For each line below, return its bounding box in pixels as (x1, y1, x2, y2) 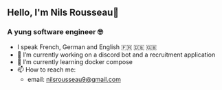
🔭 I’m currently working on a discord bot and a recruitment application (16, 50, 216, 59)
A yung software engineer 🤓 (7, 27, 103, 37)
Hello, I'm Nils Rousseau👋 (7, 7, 119, 18)
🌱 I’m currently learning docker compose (16, 57, 133, 65)
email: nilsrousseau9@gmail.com (27, 75, 122, 83)
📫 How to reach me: (16, 65, 76, 74)
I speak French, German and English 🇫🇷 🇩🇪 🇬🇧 (16, 42, 157, 51)
